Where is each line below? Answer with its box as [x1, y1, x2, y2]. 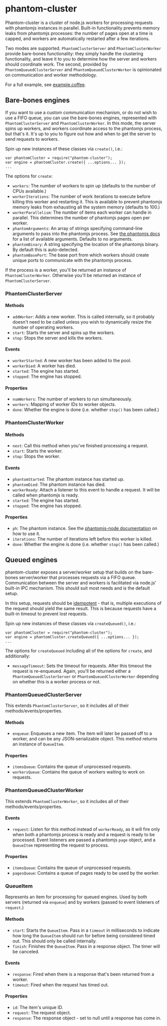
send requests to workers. [5, 136, 59, 142]
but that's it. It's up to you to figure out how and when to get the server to [5, 131, 156, 137]
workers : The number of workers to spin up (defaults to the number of [12, 182, 156, 188]
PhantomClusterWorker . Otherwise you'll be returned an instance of [5, 272, 142, 278]
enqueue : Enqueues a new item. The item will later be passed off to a [12, 730, 152, 736]
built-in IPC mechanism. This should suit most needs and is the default [5, 585, 151, 591]
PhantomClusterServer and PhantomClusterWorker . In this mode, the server [5, 120, 156, 126]
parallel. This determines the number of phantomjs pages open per [12, 214, 151, 220]
